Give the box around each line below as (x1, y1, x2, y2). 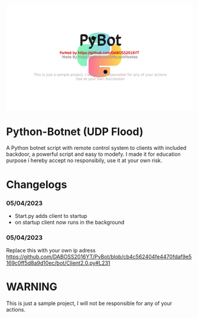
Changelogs (6, 178, 67, 191)
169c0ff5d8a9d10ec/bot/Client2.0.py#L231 (6, 259, 111, 266)
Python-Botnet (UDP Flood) (6, 125, 144, 138)
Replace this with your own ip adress (6, 247, 96, 254)
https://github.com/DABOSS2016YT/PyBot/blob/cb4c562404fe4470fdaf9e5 (6, 253, 192, 261)
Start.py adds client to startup (14, 212, 87, 219)
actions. (6, 306, 25, 313)
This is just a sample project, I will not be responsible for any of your (6, 300, 173, 307)
